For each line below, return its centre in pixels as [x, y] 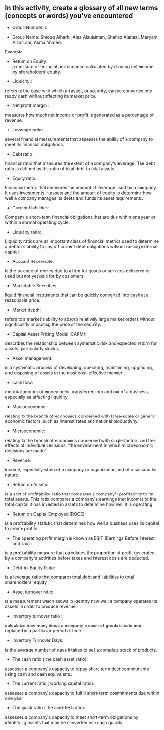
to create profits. [22, 528]
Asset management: [32, 358]
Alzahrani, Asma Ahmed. [37, 42]
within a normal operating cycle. [37, 222]
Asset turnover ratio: [33, 592]
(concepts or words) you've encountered [69, 16]
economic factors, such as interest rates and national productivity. [72, 421]
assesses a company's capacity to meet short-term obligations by [72, 717]
